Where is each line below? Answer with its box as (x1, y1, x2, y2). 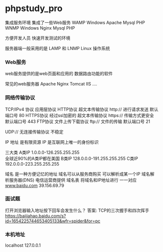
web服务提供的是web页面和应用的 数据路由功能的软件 (5, 71, 113, 77)
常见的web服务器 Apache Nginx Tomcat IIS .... (5, 81, 97, 87)
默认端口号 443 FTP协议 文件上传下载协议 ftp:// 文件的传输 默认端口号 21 (5, 118, 150, 124)
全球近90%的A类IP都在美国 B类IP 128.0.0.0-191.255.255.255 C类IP (5, 155, 138, 161)
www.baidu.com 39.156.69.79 (5, 183, 64, 188)
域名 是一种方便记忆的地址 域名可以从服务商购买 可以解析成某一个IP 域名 (5, 171, 150, 177)
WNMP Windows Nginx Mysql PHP (5, 25, 75, 31)
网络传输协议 (5, 94, 36, 101)
